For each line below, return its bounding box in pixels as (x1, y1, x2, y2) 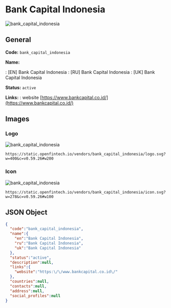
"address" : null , (10, 288, 45, 294)
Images (5, 114, 30, 124)
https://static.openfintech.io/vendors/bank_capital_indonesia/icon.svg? (5, 189, 166, 195)
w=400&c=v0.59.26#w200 (5, 156, 54, 161)
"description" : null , (10, 260, 54, 265)
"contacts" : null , (10, 283, 47, 288)
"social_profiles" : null (10, 293, 60, 298)
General (5, 35, 32, 44)
